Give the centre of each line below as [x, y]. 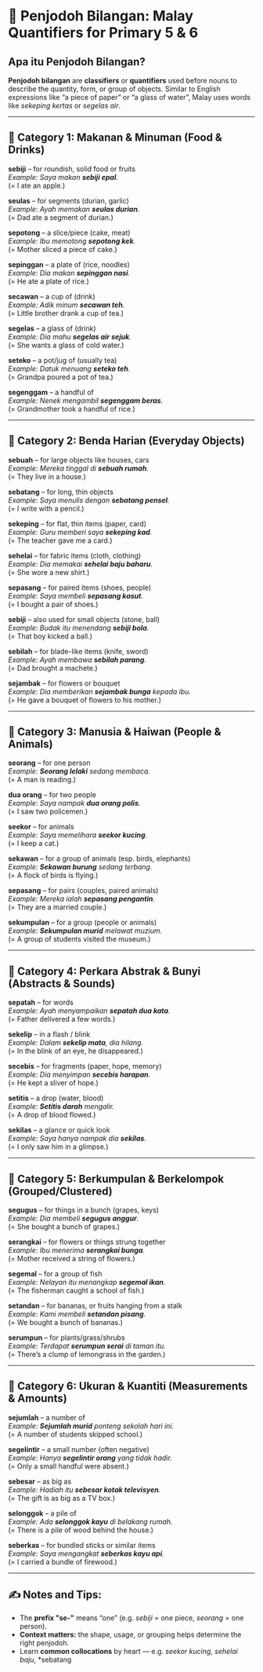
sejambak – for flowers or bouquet [64, 683]
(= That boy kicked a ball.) [50, 636]
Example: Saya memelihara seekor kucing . [78, 835]
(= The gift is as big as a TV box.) [62, 1498]
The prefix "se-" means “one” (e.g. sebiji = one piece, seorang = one [131, 1618]
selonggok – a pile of [42, 1513]
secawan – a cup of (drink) [52, 296]
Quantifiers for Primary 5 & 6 [103, 33]
